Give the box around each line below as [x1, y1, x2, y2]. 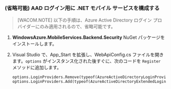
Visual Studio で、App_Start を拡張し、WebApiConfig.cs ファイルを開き [12, 52, 164, 58]
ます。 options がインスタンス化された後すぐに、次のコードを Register [12, 58, 161, 64]
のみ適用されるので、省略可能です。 [39, 24, 116, 30]
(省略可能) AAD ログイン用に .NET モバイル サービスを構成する [5, 4, 160, 11]
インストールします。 [12, 41, 57, 47]
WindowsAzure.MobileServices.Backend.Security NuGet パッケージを [12, 34, 165, 40]
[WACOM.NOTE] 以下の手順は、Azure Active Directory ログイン [17, 17, 152, 24]
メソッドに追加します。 [12, 64, 62, 71]
